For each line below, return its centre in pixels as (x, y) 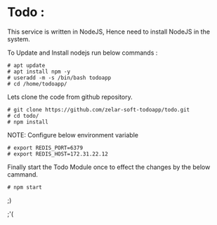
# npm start (25, 187)
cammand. (23, 174)
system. (19, 39)
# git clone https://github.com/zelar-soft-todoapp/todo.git (99, 109)
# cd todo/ (23, 116)
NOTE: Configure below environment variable (73, 135)
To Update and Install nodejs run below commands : (83, 53)
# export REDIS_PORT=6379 (45, 148)
